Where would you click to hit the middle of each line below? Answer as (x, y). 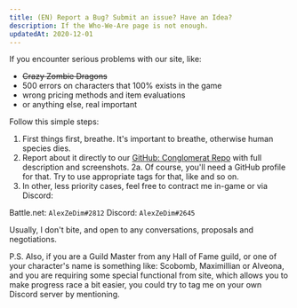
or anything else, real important (80, 105)
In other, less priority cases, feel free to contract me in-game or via (145, 186)
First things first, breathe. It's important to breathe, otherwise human (148, 139)
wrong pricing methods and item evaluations (104, 95)
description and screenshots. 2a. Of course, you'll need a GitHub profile (154, 167)
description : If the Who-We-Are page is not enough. (109, 26)
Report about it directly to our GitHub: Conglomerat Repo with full (142, 158)
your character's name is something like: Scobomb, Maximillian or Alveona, (147, 266)
